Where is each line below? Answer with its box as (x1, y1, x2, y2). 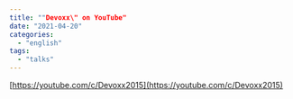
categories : (9, 30, 54, 39)
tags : (9, 47, 30, 56)
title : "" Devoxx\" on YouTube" (9, 13, 127, 22)
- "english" (17, 38, 63, 48)
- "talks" (17, 55, 54, 64)
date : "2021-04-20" (9, 22, 83, 31)
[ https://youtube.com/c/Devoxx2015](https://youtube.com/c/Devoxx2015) (9, 80, 284, 90)
